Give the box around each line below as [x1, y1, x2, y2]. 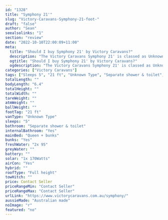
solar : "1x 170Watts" [5, 156, 50, 161]
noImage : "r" [5, 202, 32, 207]
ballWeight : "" [5, 105, 37, 110]
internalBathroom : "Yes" [5, 128, 57, 133]
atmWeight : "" [5, 100, 35, 105]
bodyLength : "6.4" [5, 81, 43, 86]
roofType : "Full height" [5, 170, 57, 175]
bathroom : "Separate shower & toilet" [5, 123, 86, 128]
